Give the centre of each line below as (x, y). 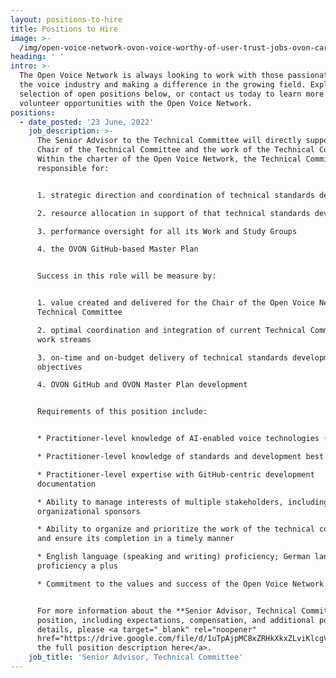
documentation (66, 484)
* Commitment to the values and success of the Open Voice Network (180, 584)
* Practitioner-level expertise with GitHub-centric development (175, 474)
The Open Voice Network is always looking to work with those (151, 76)
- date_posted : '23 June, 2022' (87, 122)
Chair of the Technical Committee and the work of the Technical (175, 150)
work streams (64, 339)
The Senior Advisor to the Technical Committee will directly (169, 141)
